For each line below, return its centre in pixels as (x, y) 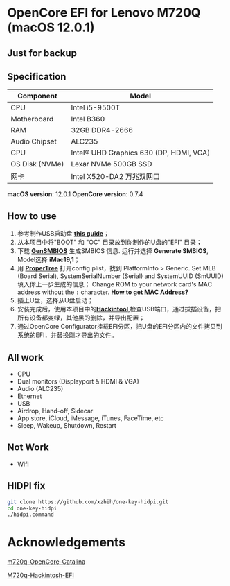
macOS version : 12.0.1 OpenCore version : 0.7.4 (75, 194)
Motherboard (32, 119)
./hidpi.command (30, 515)
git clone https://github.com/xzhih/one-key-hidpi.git (88, 502)
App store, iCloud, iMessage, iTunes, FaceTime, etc (90, 418)
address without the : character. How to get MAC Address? (103, 292)
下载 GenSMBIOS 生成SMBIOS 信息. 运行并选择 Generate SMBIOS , (113, 251)
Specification (37, 77)
